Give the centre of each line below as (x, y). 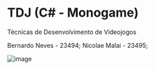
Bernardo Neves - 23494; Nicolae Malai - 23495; (77, 45)
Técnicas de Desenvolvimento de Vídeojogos (72, 32)
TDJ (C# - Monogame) (73, 13)
